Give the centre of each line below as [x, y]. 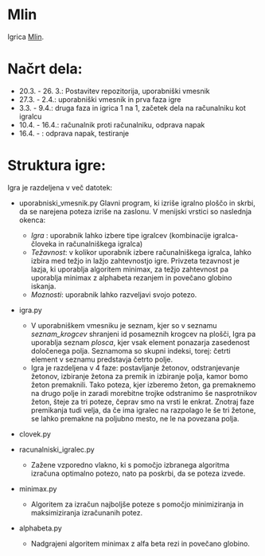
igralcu [30, 116]
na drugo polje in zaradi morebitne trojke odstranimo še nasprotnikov [144, 393]
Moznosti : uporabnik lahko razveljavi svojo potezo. [114, 294]
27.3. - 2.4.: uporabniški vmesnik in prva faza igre [100, 99]
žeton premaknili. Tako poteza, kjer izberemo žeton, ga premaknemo [143, 385]
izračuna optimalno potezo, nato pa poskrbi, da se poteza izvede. [138, 473]
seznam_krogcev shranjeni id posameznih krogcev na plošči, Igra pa [143, 334]
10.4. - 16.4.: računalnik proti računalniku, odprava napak [112, 124]
